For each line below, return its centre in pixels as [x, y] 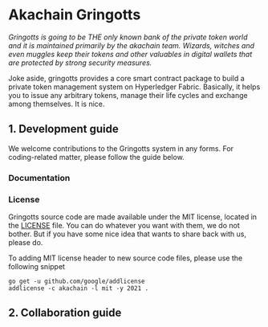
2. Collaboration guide [65, 313]
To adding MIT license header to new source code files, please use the [126, 258]
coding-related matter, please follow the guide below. [96, 157]
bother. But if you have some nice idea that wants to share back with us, [128, 234]
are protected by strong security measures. [80, 63]
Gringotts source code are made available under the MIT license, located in [133, 217]
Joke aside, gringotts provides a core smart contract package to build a [126, 78]
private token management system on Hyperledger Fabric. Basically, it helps [134, 87]
